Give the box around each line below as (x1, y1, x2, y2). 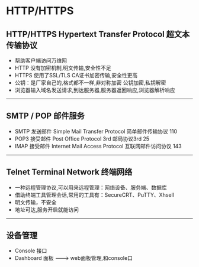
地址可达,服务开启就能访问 (14, 206, 79, 213)
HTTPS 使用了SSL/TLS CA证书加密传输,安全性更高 (14, 72, 138, 79)
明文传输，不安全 (14, 198, 57, 206)
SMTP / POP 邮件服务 (6, 111, 85, 121)
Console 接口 (14, 247, 47, 255)
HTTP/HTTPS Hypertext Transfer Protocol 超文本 (6, 29, 190, 39)
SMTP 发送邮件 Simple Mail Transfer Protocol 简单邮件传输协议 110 (14, 128, 178, 135)
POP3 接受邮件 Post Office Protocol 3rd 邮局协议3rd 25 (14, 135, 150, 142)
